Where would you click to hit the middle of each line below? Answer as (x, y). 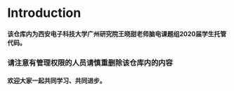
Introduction (44, 13)
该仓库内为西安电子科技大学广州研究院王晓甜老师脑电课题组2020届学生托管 (117, 34)
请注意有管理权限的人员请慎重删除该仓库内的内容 (90, 63)
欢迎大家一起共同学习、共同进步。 (57, 81)
